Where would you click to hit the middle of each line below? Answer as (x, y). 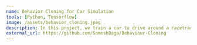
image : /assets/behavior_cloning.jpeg (53, 22)
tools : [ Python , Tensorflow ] (42, 17)
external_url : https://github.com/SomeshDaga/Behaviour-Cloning (86, 33)
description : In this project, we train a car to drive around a (87, 28)
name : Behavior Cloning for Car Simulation (60, 11)
